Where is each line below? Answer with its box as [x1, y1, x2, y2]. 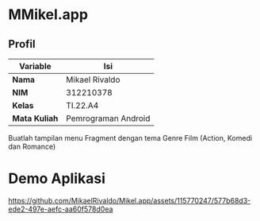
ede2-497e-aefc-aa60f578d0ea [8, 204, 113, 214]
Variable [19, 61, 52, 72]
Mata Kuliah [12, 113, 59, 124]
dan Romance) [8, 142, 56, 151]
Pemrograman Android [66, 113, 151, 124]
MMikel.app [8, 6, 89, 24]
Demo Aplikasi [8, 169, 105, 188]
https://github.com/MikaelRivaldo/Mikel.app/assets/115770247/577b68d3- [8, 196, 251, 205]
